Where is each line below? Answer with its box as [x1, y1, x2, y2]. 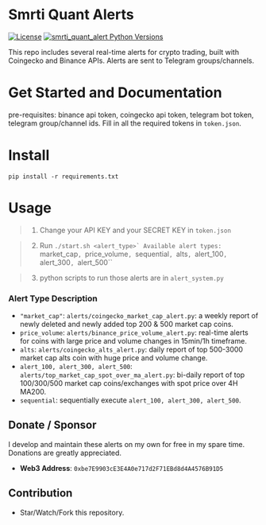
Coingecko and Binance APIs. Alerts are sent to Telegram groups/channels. [8, 56, 255, 65]
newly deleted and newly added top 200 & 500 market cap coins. [19, 320, 234, 329]
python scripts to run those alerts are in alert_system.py [39, 273, 224, 282]
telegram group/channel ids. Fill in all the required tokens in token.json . [8, 118, 242, 128]
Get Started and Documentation [8, 84, 222, 102]
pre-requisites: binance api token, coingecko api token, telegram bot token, [8, 110, 254, 119]
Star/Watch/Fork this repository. [19, 507, 125, 517]
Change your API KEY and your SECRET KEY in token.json [39, 225, 232, 235]
